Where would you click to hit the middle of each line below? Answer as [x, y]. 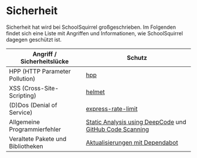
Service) [21, 112]
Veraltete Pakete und [38, 139]
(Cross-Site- [40, 88]
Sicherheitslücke [45, 61]
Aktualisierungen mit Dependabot [132, 142]
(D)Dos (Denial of [33, 105]
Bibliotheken [26, 146]
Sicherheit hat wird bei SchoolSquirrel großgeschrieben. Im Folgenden [91, 27]
